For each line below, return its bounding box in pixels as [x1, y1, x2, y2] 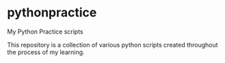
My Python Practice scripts [7, 27, 83, 36]
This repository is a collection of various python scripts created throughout [7, 40, 218, 49]
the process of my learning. [7, 48, 85, 56]
